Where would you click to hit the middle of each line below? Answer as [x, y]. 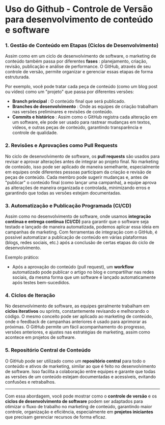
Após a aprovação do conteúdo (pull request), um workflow [73, 267]
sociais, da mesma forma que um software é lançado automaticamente [84, 277]
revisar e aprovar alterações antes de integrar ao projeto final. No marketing [82, 162]
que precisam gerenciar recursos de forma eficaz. [56, 417]
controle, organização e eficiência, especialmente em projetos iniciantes [79, 412]
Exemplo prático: [22, 258]
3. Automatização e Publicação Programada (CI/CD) [68, 205]
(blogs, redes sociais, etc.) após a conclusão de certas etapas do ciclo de [80, 243]
